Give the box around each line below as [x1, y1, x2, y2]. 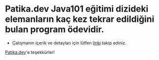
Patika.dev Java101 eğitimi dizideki [5, 3, 149, 15]
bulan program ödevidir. [5, 24, 105, 35]
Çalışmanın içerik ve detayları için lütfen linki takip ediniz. [12, 40, 126, 45]
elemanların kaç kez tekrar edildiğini [5, 14, 155, 25]
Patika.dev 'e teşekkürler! [5, 49, 55, 55]
